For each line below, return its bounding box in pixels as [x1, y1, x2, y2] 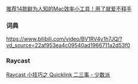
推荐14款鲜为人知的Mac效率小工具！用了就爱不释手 [6, 5, 132, 12]
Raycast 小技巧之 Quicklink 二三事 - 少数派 [6, 71, 111, 78]
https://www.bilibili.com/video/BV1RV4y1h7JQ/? [6, 35, 123, 43]
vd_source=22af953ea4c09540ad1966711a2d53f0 [6, 42, 131, 49]
